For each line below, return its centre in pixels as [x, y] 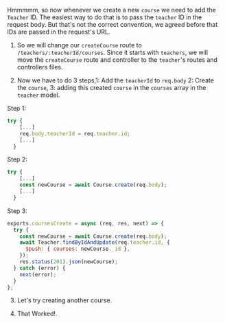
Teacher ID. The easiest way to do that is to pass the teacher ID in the [105, 17]
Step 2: [17, 159]
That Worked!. [37, 314]
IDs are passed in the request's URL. [59, 32]
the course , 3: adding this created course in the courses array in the [111, 88]
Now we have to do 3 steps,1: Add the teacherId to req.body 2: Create [116, 80]
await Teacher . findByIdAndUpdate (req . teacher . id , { [95, 243]
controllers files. [40, 67]
